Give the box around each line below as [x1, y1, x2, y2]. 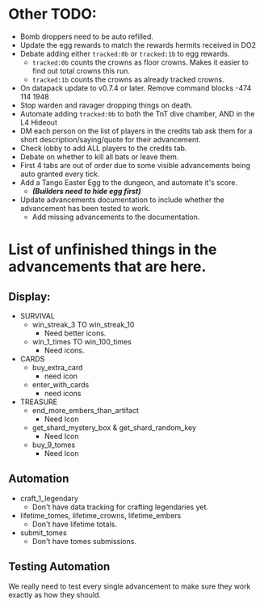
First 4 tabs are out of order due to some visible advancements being [19, 160, 251, 170]
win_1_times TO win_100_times [31, 336, 132, 346]
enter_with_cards [31, 379, 90, 389]
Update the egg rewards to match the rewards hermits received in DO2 [19, 40, 257, 49]
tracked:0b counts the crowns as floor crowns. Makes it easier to [31, 57, 249, 67]
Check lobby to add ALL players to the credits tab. [19, 143, 187, 153]
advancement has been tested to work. [19, 203, 151, 213]
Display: [8, 289, 51, 303]
